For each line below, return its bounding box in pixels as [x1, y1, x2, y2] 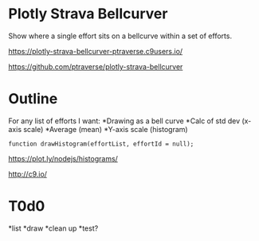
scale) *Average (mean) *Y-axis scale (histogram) [23, 124, 189, 134]
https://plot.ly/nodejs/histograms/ [8, 154, 118, 163]
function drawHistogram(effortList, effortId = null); [8, 140, 194, 148]
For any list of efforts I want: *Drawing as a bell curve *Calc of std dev [8, 116, 241, 126]
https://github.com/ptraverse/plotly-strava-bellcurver [8, 61, 183, 72]
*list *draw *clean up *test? [8, 224, 99, 233]
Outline [8, 90, 58, 108]
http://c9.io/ [8, 169, 48, 179]
